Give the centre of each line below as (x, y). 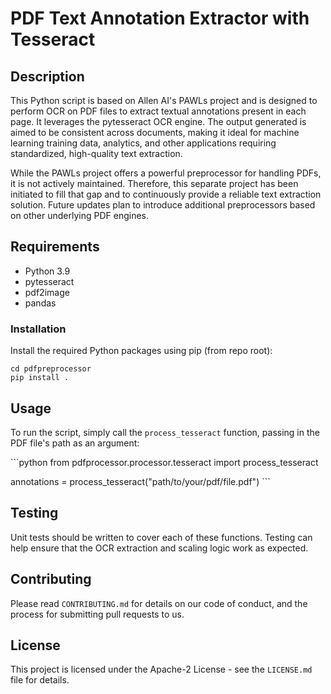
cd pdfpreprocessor (51, 369)
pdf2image (47, 292)
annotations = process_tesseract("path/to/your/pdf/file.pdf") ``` (140, 481)
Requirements (55, 247)
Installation (38, 329)
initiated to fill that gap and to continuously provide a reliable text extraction (166, 194)
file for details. (40, 680)
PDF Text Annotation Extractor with (160, 18)
